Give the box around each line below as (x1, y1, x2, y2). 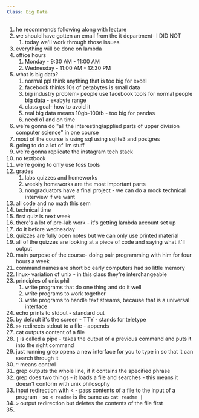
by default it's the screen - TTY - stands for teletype (15, 315, 146, 323)
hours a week (15, 257, 50, 265)
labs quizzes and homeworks (24, 174, 98, 181)
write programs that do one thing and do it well (24, 283, 142, 291)
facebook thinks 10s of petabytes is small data (24, 83, 140, 91)
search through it (15, 354, 59, 362)
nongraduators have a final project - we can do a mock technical (24, 186, 186, 194)
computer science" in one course (15, 129, 99, 136)
